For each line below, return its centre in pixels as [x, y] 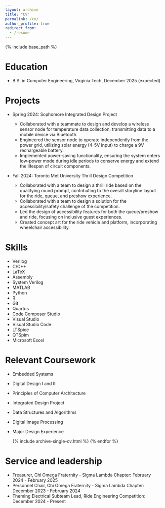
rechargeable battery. [42, 150]
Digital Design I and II [34, 383]
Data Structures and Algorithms [44, 412]
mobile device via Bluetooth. [48, 134]
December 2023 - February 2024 [46, 491]
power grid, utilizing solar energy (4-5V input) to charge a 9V [82, 145]
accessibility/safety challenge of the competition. [70, 206]
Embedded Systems [33, 374]
